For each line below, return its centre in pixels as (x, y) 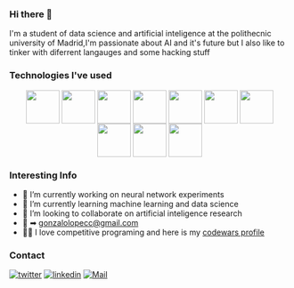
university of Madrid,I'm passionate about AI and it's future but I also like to (147, 43)
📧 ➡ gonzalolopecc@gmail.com (80, 222)
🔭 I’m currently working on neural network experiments (123, 194)
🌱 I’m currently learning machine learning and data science (130, 204)
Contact (27, 255)
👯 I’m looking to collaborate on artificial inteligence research (132, 213)
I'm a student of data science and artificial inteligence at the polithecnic (140, 34)
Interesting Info (43, 175)
